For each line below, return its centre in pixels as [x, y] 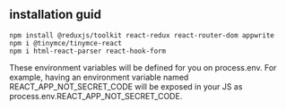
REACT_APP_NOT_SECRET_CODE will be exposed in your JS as [126, 86]
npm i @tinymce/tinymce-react [66, 43]
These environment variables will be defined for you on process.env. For [143, 67]
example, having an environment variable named [99, 77]
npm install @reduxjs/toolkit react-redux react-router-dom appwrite [142, 35]
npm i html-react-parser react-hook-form [88, 51]
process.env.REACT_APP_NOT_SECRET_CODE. [96, 96]
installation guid [55, 15]
